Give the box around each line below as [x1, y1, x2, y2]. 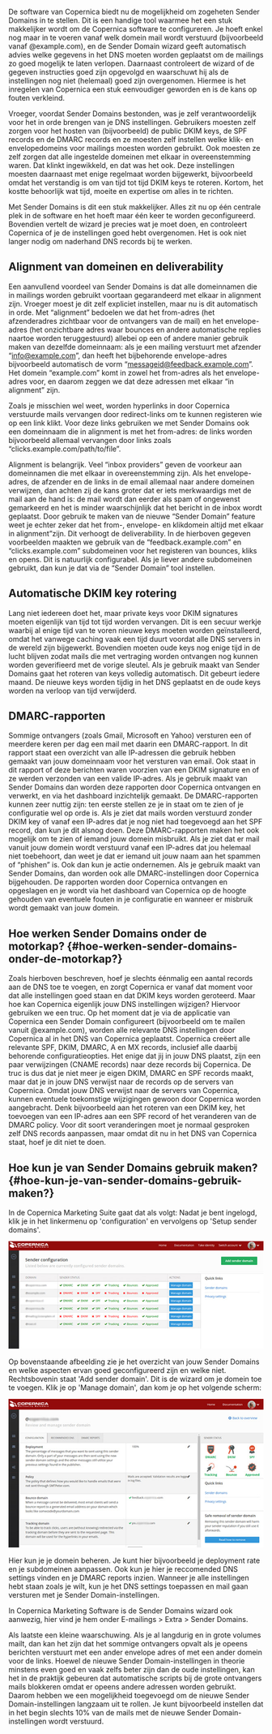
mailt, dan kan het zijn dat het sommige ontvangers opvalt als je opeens [8, 1638, 249, 1648]
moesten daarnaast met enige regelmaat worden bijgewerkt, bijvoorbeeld [8, 170, 253, 179]
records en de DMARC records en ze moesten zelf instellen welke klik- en [8, 135, 254, 144]
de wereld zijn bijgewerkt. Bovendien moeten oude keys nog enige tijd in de [8, 643, 261, 652]
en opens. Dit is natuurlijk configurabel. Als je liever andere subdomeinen [8, 554, 253, 564]
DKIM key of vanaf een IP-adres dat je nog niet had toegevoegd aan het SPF [8, 817, 263, 827]
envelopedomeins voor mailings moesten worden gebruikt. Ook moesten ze [8, 144, 261, 153]
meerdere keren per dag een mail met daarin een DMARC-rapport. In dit [8, 739, 249, 749]
